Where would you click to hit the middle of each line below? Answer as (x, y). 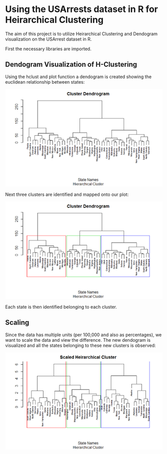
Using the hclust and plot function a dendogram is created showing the (78, 77)
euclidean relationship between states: (45, 82)
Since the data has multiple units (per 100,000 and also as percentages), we (83, 335)
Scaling (17, 322)
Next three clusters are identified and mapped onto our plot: (67, 194)
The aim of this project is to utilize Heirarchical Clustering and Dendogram (81, 34)
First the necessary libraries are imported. (48, 49)
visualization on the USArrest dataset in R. (48, 39)
